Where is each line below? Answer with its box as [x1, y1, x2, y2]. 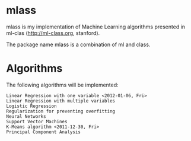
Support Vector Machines [6, 118, 68, 124]
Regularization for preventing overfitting [6, 108, 116, 114]
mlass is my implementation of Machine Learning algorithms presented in [6, 23, 186, 30]
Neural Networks [6, 113, 46, 119]
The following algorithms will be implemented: [6, 81, 119, 88]
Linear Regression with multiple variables [6, 98, 116, 104]
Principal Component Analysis [6, 129, 81, 135]
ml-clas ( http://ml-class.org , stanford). [6, 29, 100, 36]
